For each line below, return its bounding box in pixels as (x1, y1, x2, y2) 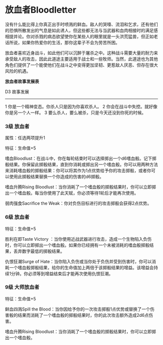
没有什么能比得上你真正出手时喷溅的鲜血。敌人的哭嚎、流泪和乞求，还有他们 (5, 21, 158, 27)
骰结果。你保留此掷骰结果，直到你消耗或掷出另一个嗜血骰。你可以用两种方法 (5, 162, 158, 167)
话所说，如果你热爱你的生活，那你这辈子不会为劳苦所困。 (5, 39, 120, 45)
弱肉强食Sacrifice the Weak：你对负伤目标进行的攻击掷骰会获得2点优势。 (5, 200, 152, 206)
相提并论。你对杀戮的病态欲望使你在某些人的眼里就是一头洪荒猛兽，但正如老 (5, 33, 158, 39)
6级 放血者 (5, 214, 30, 221)
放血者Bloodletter (5, 4, 77, 16)
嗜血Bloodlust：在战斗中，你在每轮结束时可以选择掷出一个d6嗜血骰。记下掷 (5, 156, 157, 162)
